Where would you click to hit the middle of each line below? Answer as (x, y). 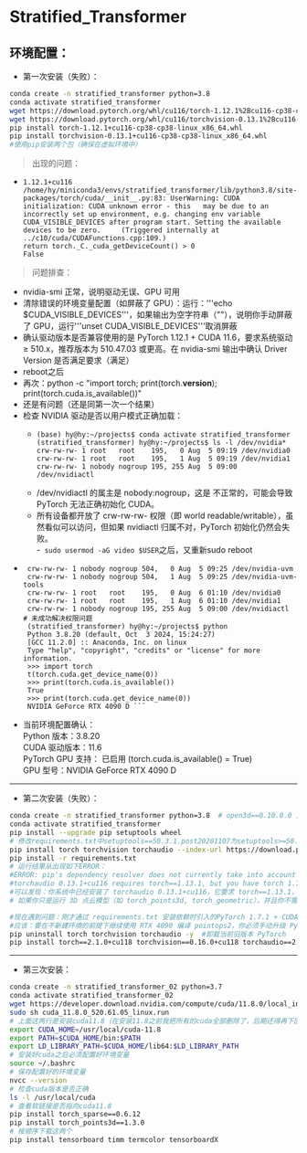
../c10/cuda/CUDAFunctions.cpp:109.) (95, 238)
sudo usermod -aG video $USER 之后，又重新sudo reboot (148, 550)
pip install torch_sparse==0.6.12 (75, 1115)
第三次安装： (47, 969)
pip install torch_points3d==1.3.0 (77, 1123)
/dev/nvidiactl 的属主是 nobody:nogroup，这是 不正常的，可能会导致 (164, 493)
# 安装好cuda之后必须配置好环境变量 (69, 1055)
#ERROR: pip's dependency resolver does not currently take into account (153, 875)
